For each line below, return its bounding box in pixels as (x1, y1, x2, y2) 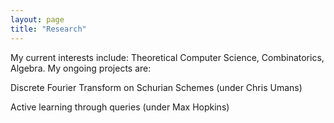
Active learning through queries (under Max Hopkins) (10, 101, 230, 113)
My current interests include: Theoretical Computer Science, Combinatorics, (10, 51, 325, 63)
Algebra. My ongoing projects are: (10, 62, 152, 74)
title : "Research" (10, 24, 87, 34)
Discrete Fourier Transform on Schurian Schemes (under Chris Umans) (10, 81, 303, 93)
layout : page (10, 14, 65, 25)
